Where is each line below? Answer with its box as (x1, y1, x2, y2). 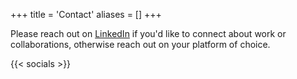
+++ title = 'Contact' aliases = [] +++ (10, 9, 162, 20)
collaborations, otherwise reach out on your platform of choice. (10, 39, 271, 50)
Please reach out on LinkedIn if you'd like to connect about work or (10, 28, 287, 39)
